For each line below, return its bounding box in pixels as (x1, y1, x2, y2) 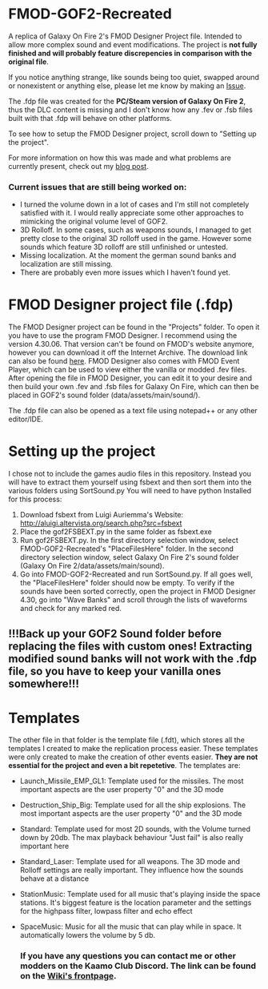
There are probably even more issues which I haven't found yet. (19, 267, 230, 277)
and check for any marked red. (19, 604, 122, 613)
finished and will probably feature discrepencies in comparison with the (8, 48, 253, 58)
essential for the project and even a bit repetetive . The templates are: (8, 761, 242, 770)
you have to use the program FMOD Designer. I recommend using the (8, 331, 238, 340)
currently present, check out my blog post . (8, 161, 150, 171)
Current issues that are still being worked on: (8, 181, 187, 192)
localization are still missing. (19, 259, 114, 269)
